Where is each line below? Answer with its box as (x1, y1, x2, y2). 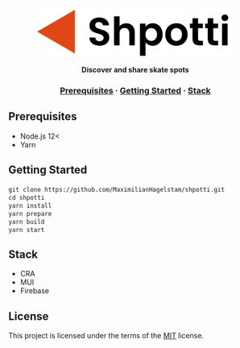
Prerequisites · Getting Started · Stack (60, 85, 211, 96)
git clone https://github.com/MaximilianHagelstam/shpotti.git (8, 185, 226, 193)
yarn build (8, 217, 45, 226)
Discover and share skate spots (81, 65, 189, 74)
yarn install (8, 201, 52, 209)
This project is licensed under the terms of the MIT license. (8, 331, 204, 341)
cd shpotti (8, 193, 45, 201)
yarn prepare (8, 209, 52, 217)
